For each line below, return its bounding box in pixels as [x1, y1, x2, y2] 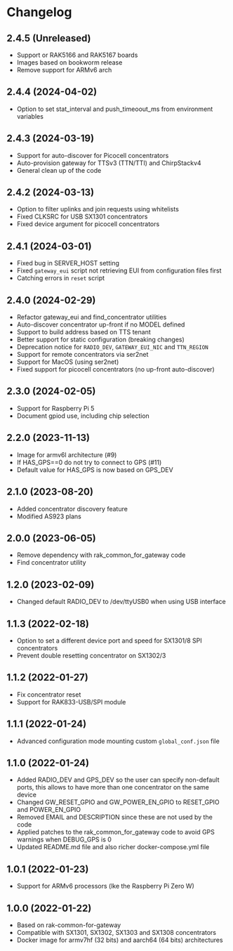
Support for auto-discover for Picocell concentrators [16, 151, 169, 159]
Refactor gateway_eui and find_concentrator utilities [16, 313, 167, 322]
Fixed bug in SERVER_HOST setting [16, 259, 120, 268]
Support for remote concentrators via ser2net [16, 350, 149, 359]
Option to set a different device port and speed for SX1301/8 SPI [16, 636, 203, 645]
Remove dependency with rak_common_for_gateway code [16, 551, 186, 559]
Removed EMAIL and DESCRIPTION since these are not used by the [16, 813, 213, 822]
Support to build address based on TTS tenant [16, 328, 152, 336]
